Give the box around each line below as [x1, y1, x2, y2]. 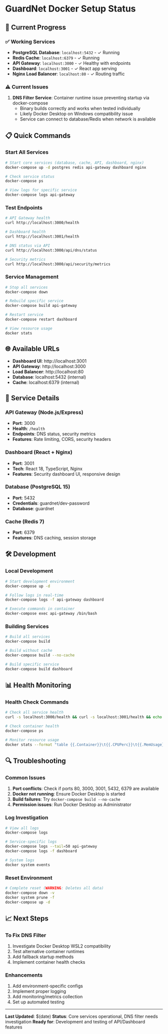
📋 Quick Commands [5, 131, 71, 140]
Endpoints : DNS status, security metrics [12, 431, 96, 437]
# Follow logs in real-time [5, 593, 64, 598]
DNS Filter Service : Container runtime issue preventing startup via [12, 95, 149, 101]
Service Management [5, 273, 59, 280]
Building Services [5, 623, 49, 630]
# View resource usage [5, 326, 52, 331]
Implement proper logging [12, 988, 66, 994]
